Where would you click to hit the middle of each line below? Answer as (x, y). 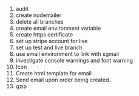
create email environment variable (58, 28)
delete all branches (40, 22)
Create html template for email (53, 73)
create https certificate (44, 35)
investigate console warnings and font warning (74, 60)
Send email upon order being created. (63, 80)
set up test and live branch (49, 47)
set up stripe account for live (52, 41)
